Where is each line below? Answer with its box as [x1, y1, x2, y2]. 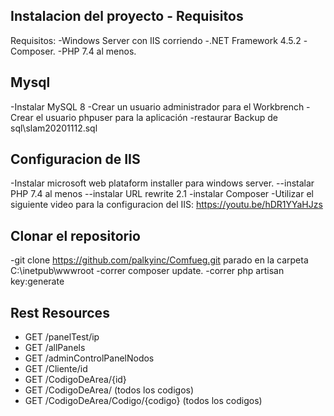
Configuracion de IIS [10, 151, 141, 168]
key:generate [10, 275, 65, 288]
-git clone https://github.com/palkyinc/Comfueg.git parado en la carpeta [10, 254, 309, 266]
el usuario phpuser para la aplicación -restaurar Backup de [35, 111, 278, 123]
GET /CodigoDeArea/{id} [24, 374, 127, 386]
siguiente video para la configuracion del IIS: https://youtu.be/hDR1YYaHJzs [10, 199, 323, 211]
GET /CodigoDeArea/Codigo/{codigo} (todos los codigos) [24, 395, 263, 407]
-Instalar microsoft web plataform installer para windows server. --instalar [10, 177, 315, 189]
